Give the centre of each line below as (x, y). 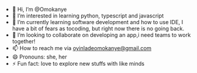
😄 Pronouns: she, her (39, 57)
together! (23, 41)
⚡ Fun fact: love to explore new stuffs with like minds (78, 64)
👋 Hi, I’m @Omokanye (39, 9)
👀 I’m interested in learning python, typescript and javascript (88, 16)
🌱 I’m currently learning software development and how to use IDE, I (98, 22)
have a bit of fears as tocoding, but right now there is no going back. (98, 28)
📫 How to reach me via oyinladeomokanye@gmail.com (82, 48)
